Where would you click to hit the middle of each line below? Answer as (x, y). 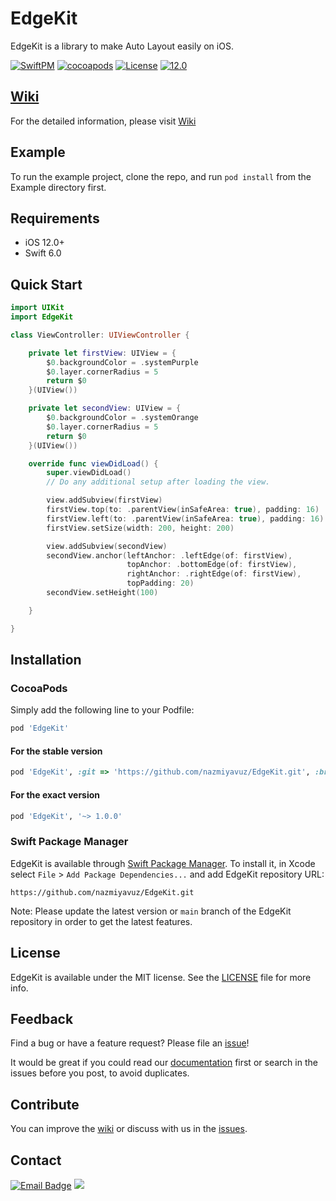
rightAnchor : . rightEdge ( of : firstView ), (214, 574)
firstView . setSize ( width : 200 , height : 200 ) (140, 528)
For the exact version (55, 794)
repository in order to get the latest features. (101, 921)
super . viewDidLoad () (89, 473)
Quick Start (46, 284)
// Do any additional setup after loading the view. (158, 482)
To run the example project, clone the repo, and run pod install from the (161, 176)
